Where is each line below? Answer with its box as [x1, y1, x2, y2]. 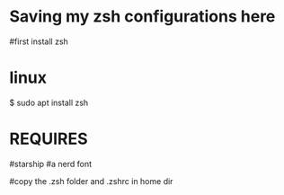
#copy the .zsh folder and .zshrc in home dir [9, 175, 173, 186]
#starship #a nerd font [9, 158, 93, 169]
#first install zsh [9, 36, 69, 47]
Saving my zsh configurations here [9, 6, 276, 27]
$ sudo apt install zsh [9, 97, 89, 108]
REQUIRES [9, 129, 88, 149]
